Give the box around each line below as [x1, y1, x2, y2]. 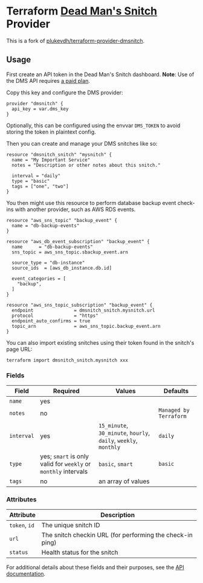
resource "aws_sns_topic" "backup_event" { [6, 217, 118, 223]
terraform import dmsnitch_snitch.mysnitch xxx [6, 357, 129, 363]
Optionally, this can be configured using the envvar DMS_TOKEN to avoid [6, 122, 181, 129]
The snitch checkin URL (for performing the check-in [41, 531, 193, 539]
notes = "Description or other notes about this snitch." [11, 162, 161, 168]
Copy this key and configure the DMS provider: [6, 89, 123, 96]
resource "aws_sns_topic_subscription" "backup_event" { [6, 302, 153, 308]
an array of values [98, 477, 150, 486]
